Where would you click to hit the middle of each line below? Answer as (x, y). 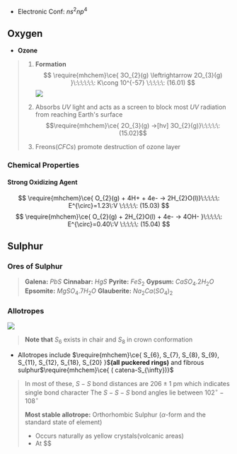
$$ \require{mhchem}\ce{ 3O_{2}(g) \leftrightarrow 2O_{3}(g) (133, 75)
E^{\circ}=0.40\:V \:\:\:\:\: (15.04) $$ (119, 224)
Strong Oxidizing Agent (42, 182)
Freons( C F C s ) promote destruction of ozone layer (108, 147)
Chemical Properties (44, 165)
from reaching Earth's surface (79, 115)
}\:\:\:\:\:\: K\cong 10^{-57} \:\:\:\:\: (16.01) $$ (133, 83)
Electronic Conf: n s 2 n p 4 (52, 11)
